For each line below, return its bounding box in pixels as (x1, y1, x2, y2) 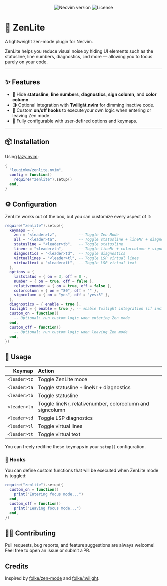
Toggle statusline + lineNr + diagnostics (38, 384, 131, 391)
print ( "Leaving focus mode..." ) (14, 506, 81, 511)
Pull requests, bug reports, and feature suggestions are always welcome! (5, 542, 155, 548)
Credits (5, 562, 29, 570)
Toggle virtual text (38, 431, 81, 438)
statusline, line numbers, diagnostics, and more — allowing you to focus (5, 53, 153, 59)
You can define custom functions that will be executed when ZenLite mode (5, 467, 159, 474)
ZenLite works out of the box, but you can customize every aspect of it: (5, 213, 152, 219)
